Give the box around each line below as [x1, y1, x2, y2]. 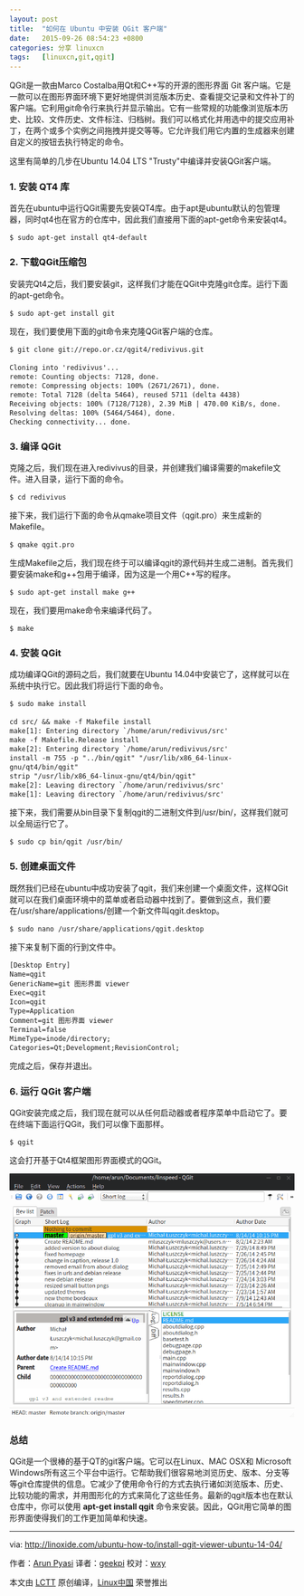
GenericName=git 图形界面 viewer [9, 979, 130, 989]
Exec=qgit [9, 988, 47, 998]
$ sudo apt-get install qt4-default [9, 234, 147, 243]
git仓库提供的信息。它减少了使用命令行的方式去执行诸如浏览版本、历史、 [16, 1478, 289, 1489]
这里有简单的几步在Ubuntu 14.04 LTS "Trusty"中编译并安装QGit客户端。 [9, 156, 276, 167]
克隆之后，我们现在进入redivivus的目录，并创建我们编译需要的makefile [9, 463, 273, 473]
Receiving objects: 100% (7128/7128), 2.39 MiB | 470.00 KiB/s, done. [9, 399, 281, 408]
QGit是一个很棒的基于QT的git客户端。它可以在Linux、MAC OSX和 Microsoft [9, 1456, 292, 1467]
